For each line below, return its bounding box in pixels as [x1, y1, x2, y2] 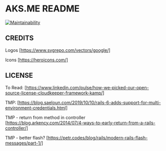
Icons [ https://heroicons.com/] [5, 57, 68, 63]
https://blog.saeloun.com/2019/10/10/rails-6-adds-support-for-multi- [18, 99, 161, 105]
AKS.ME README [5, 3, 80, 14]
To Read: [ [5, 84, 26, 90]
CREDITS [5, 34, 34, 42]
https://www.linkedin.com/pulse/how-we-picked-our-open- [25, 84, 149, 90]
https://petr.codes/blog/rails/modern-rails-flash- [47, 135, 148, 141]
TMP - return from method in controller [5, 114, 86, 120]
